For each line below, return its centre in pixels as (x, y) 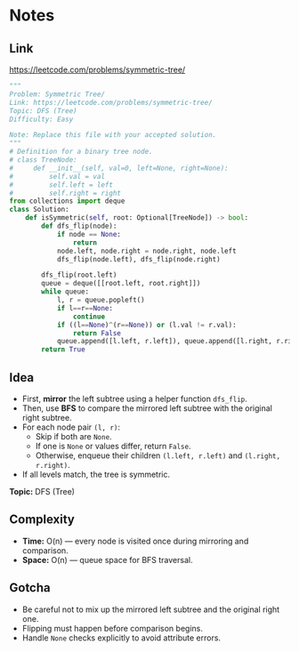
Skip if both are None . (74, 436)
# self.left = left (61, 185)
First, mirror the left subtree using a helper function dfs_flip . (134, 398)
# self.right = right (65, 193)
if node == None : (89, 234)
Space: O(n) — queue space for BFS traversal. (107, 559)
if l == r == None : (85, 308)
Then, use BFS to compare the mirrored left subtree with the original (147, 408)
